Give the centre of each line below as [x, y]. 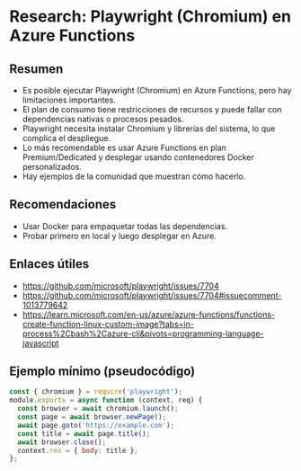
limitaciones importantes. [69, 100]
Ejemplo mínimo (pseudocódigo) [102, 372]
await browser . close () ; [62, 442]
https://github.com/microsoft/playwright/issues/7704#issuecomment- [152, 295]
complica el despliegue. [66, 138]
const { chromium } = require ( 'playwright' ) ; [96, 392]
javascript [40, 342]
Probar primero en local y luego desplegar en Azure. [120, 235]
